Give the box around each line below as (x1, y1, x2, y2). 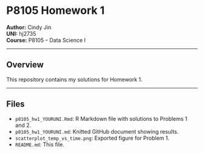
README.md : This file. (15, 140, 65, 148)
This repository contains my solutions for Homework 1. (6, 76, 143, 83)
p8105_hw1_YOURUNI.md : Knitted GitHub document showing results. (15, 128, 179, 135)
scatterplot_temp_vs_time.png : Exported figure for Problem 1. (15, 134, 170, 142)
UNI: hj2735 (6, 30, 36, 37)
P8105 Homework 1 (6, 4, 105, 18)
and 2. (15, 122, 32, 129)
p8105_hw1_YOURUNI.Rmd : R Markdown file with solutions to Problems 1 (15, 115, 188, 122)
